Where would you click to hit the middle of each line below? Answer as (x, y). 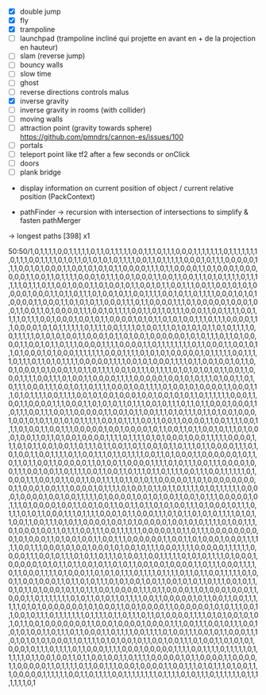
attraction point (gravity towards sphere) (86, 127)
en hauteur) (39, 48)
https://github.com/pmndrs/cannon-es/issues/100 (102, 137)
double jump (40, 12)
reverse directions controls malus (74, 92)
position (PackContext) (57, 197)
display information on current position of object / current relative (127, 188)
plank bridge (40, 172)
